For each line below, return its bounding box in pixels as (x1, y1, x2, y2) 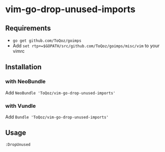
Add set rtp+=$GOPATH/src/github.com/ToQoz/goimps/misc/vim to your (12, 43, 160, 49)
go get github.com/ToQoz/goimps (12, 38, 81, 43)
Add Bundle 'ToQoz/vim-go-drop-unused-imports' (5, 113, 109, 120)
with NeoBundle (5, 78, 46, 85)
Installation (5, 63, 42, 72)
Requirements (5, 24, 51, 33)
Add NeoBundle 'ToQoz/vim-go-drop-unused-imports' (5, 89, 116, 96)
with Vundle (5, 102, 36, 109)
